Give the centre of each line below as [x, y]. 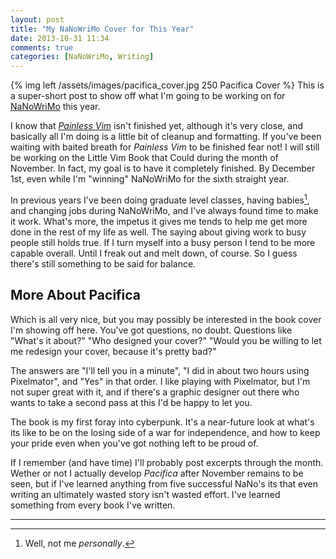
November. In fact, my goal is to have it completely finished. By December [163, 168]
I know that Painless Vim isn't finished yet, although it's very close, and [156, 126]
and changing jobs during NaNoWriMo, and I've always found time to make [164, 210]
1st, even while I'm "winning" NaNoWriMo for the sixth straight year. [150, 179]
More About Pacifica [76, 295]
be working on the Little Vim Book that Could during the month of [144, 158]
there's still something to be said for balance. [103, 263]
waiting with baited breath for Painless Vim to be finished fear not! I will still [165, 147]
